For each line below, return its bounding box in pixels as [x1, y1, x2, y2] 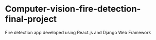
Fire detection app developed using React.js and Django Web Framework [5, 29, 151, 35]
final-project [5, 13, 57, 25]
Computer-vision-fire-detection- [5, 3, 141, 14]
